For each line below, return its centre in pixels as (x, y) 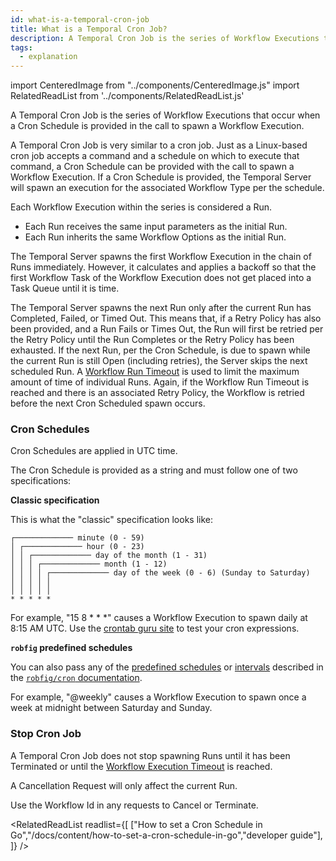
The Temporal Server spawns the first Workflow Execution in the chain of (161, 257)
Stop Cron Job (46, 734)
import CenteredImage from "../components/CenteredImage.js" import (155, 85)
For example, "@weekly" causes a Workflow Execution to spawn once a (158, 697)
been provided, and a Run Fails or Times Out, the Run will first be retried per (167, 329)
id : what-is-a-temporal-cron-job (80, 19)
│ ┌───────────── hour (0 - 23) (77, 547)
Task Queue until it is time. (65, 288)
